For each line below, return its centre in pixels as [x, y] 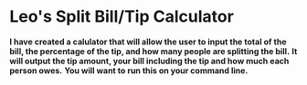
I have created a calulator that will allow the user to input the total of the [148, 42]
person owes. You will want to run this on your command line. [129, 71]
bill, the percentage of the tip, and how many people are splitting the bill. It [153, 51]
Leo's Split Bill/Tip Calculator [122, 17]
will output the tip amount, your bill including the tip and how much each [149, 61]
